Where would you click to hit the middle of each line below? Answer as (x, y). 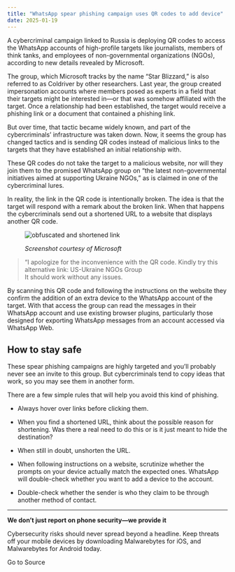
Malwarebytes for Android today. (55, 549)
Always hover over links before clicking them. (83, 409)
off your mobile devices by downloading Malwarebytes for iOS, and (104, 541)
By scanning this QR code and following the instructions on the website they (117, 290)
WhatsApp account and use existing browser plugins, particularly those (110, 313)
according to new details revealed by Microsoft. (76, 62)
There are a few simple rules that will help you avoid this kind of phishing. (113, 395)
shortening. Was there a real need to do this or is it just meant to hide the (122, 430)
